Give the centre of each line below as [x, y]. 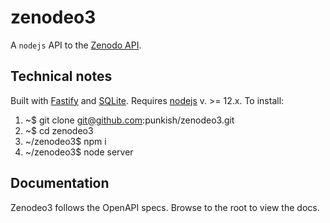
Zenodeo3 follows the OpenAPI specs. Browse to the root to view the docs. [165, 207]
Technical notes [61, 76]
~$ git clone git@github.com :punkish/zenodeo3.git [129, 120]
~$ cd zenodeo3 [59, 130]
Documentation [60, 183]
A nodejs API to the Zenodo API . [76, 45]
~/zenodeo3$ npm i [65, 141]
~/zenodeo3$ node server [79, 152]
